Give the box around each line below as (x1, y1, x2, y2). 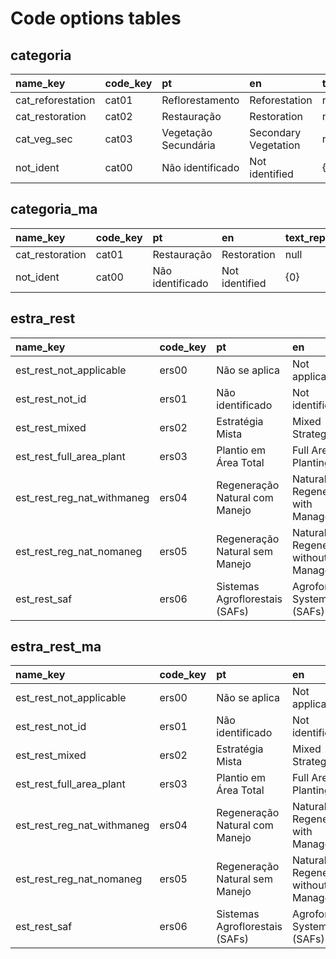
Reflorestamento (161, 93, 240, 107)
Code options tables (10, 7, 182, 30)
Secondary (249, 126, 302, 139)
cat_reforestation (15, 93, 96, 107)
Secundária (161, 138, 216, 152)
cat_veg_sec (15, 132, 73, 146)
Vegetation (249, 138, 301, 152)
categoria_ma (10, 201, 98, 218)
